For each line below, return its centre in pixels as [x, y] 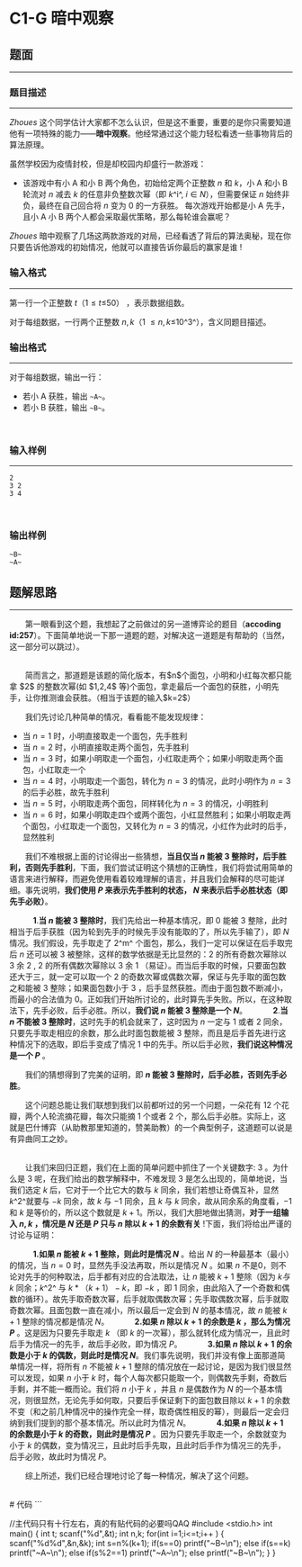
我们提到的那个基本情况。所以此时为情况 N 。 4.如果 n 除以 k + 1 [154, 1423]
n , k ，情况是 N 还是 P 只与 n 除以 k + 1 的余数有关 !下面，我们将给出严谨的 [155, 1224]
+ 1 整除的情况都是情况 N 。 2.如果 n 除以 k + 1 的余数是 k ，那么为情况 [150, 1322]
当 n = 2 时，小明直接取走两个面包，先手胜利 [106, 747]
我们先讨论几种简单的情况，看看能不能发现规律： [116, 717]
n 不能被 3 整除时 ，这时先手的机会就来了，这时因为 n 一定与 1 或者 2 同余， [148, 1022]
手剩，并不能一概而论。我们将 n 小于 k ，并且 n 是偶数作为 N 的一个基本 [142, 1389]
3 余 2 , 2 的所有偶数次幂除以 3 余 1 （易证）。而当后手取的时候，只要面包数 [148, 966]
